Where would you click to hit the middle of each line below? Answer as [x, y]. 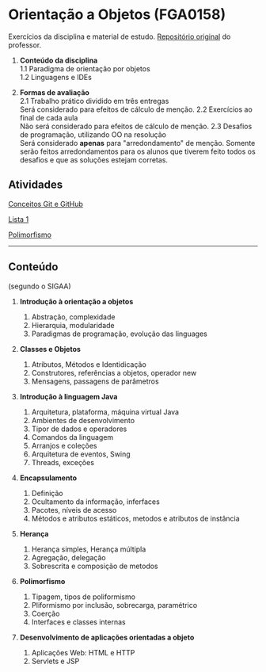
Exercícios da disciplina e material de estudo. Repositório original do [120, 36]
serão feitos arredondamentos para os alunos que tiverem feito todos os [137, 151]
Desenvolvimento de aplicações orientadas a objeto [107, 637]
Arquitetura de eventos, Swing [81, 454]
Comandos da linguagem [72, 437]
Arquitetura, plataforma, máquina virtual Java [105, 412]
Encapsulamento [48, 478]
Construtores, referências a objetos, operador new [114, 372]
